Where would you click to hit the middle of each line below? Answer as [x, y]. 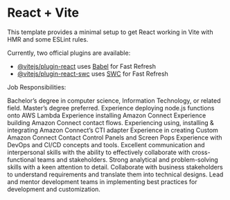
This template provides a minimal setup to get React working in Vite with [110, 32]
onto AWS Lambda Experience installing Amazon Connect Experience [107, 115]
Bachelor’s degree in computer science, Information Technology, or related [114, 100]
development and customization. [54, 189]
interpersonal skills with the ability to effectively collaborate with [99, 152]
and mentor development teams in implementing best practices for [102, 181]
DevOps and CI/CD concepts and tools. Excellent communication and [106, 144]
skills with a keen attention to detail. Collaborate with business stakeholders [115, 167]
